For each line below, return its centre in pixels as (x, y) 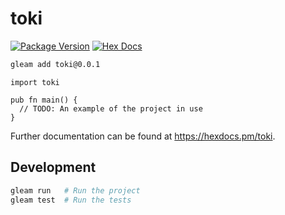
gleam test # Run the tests (71, 200)
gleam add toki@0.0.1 (55, 64)
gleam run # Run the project (75, 190)
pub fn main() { (44, 100)
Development (53, 167)
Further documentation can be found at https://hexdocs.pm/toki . (143, 136)
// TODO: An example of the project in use (111, 108)
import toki (35, 82)
